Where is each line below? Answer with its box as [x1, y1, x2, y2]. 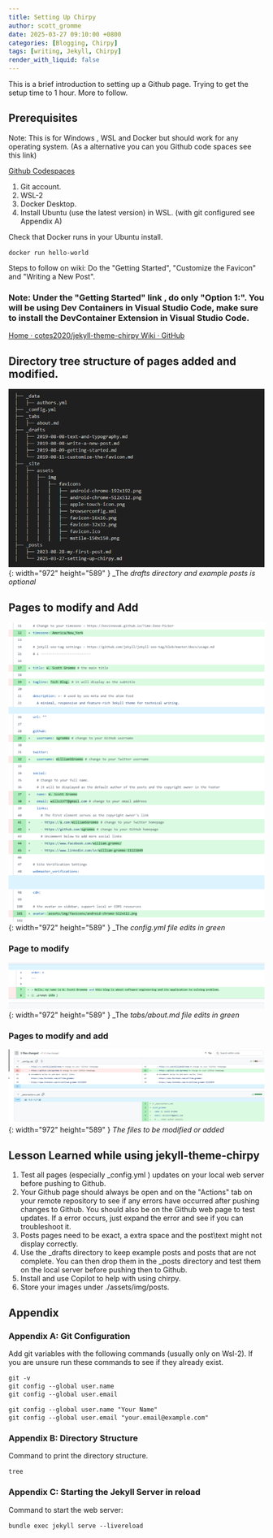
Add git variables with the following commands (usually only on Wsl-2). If [8, 1349, 253, 1358]
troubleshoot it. [19, 1222, 71, 1232]
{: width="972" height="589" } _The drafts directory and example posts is [8, 569, 256, 578]
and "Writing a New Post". [8, 271, 96, 281]
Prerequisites [8, 111, 78, 125]
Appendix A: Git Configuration [8, 1330, 131, 1341]
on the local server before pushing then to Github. [19, 1265, 188, 1275]
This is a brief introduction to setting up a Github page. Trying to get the [8, 80, 249, 89]
